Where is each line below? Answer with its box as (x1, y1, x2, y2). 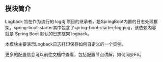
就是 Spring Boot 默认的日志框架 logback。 (5, 31, 92, 37)
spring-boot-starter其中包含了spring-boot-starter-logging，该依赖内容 (13, 24, 156, 30)
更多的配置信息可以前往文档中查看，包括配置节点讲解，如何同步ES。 (5, 51, 144, 57)
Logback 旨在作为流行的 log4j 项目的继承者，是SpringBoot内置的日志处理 (5, 19, 154, 24)
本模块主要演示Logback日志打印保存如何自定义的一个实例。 (5, 41, 126, 47)
